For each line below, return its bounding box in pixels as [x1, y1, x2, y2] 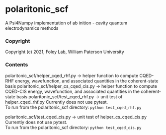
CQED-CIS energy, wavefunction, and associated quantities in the [5, 88, 140, 94]
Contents [5, 61, 28, 68]
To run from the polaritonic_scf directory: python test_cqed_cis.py [5, 124, 142, 130]
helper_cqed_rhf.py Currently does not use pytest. [5, 99, 108, 105]
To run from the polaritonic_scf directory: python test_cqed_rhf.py [5, 104, 142, 110]
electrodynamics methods [5, 25, 59, 31]
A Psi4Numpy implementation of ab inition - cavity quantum [5, 20, 128, 26]
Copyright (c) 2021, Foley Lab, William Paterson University [5, 49, 124, 55]
